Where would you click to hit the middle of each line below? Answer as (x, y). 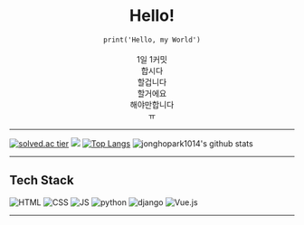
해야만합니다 (152, 104)
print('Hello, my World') (152, 40)
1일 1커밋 (152, 59)
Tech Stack (42, 180)
